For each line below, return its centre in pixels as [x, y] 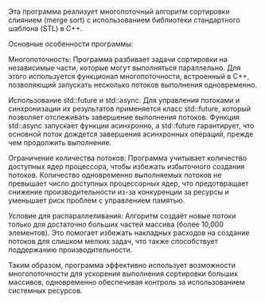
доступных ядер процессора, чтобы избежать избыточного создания [127, 166]
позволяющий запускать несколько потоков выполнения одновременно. [132, 85]
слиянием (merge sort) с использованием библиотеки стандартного [124, 20]
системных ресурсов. [45, 291]
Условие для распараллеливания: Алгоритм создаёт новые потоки [122, 216]
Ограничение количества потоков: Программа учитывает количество [128, 158]
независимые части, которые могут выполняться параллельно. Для [125, 68]
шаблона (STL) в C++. [45, 28]
